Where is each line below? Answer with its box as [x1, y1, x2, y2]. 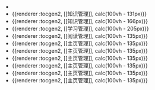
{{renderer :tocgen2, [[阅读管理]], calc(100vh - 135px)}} [11, 33, 148, 39]
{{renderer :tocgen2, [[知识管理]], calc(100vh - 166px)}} [11, 18, 148, 24]
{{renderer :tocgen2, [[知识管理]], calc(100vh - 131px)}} [11, 10, 147, 17]
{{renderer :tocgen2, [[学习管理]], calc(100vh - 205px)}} [11, 25, 150, 32]
